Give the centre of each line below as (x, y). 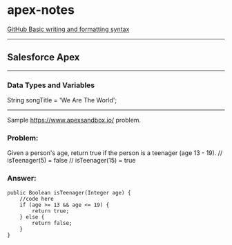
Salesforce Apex (43, 57)
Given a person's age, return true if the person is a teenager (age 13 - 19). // (115, 153)
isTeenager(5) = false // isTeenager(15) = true (71, 161)
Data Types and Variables (51, 85)
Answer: (22, 179)
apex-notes (41, 10)
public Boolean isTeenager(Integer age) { (69, 192)
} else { (32, 217)
